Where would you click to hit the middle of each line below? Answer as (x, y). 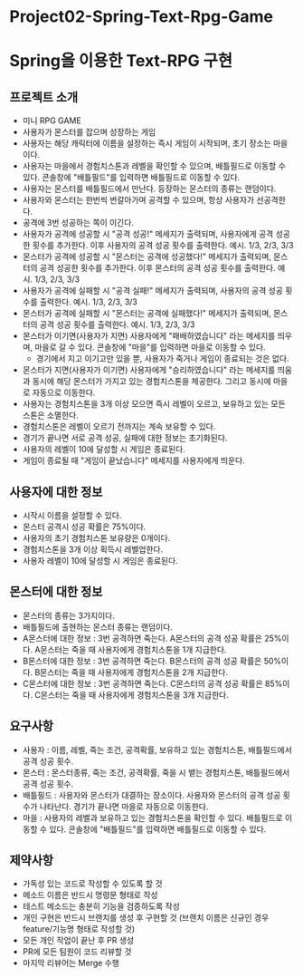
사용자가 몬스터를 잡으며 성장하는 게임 (89, 132)
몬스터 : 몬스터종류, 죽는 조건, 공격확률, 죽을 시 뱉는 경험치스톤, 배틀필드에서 (156, 772)
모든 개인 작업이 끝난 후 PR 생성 (78, 941)
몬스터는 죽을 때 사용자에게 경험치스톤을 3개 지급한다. (134, 694)
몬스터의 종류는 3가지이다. (69, 615)
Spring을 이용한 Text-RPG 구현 (121, 61)
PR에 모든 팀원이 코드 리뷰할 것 (77, 952)
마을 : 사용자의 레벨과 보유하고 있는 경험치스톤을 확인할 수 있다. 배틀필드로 (152, 817)
